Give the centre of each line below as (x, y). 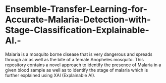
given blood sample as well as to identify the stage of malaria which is (77, 70)
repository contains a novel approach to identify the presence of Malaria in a (83, 65)
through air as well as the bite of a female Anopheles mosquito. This (75, 59)
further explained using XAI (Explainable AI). (50, 75)
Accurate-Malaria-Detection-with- (78, 20)
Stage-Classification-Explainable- (77, 30)
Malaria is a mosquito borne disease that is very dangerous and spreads (79, 54)
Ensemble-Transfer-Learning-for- (76, 9)
